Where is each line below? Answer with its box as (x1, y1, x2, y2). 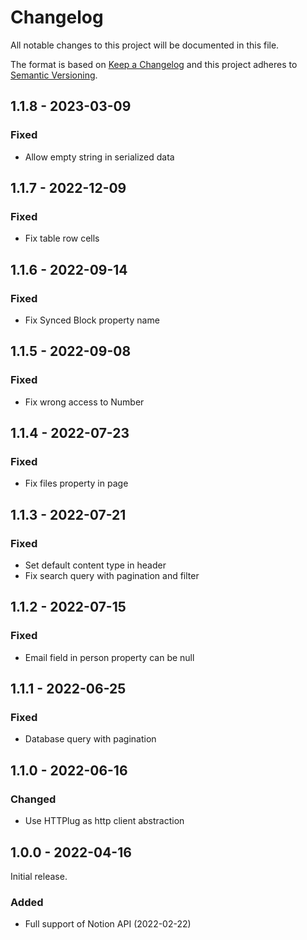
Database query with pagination (24, 733, 157, 745)
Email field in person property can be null (24, 651, 195, 663)
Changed (10, 792, 57, 806)
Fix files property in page (24, 477, 129, 490)
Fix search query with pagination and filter (24, 570, 200, 582)
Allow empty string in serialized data (24, 151, 175, 163)
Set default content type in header (24, 559, 167, 571)
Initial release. (10, 870, 68, 882)
